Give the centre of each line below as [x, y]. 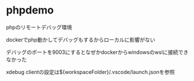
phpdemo [30, 10]
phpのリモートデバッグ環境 [39, 27]
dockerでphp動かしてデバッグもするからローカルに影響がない [81, 39]
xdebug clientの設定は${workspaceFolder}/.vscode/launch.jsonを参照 [91, 72]
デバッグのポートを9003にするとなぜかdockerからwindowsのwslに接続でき [97, 52]
